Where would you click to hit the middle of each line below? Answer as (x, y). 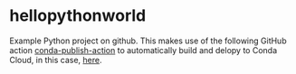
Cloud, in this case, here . (56, 60)
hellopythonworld (78, 16)
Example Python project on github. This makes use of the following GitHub (148, 41)
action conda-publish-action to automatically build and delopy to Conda (143, 50)
